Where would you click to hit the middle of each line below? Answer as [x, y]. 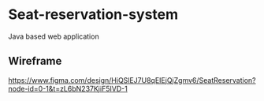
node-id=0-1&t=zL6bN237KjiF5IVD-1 [68, 88]
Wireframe [35, 61]
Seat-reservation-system [93, 15]
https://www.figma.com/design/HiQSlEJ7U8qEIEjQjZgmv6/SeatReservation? [132, 80]
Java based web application [54, 36]
